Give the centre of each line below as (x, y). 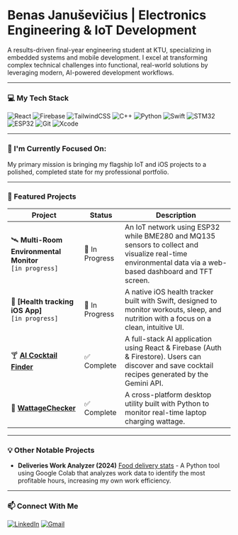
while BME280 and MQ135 (170, 236)
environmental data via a (166, 263)
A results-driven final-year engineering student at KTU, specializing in (109, 50)
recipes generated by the (167, 374)
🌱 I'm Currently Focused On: (57, 149)
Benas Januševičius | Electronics (107, 15)
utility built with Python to (167, 403)
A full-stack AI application (169, 338)
